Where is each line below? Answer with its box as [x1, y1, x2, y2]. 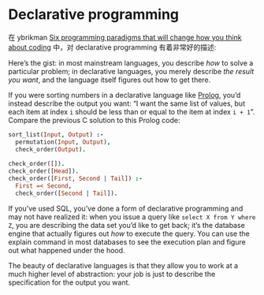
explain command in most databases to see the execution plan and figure [8, 237, 246, 246]
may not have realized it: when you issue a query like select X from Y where [8, 211, 256, 222]
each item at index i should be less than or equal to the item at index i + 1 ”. [8, 106, 255, 116]
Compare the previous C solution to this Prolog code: [8, 115, 180, 125]
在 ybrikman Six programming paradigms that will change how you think [8, 32, 242, 42]
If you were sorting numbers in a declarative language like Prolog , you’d [8, 90, 241, 99]
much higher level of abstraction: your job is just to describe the [8, 269, 216, 278]
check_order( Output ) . [15, 145, 87, 153]
